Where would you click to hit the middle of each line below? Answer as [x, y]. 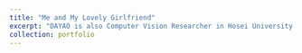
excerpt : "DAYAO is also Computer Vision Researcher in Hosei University [151, 26]
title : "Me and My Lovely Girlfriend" [82, 18]
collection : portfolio [52, 34]
